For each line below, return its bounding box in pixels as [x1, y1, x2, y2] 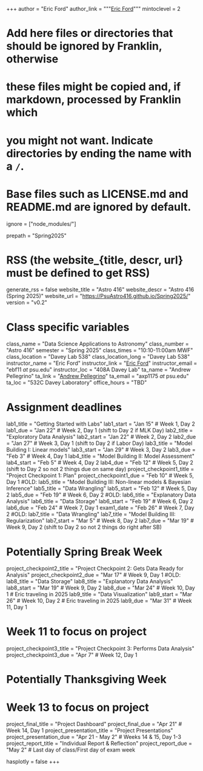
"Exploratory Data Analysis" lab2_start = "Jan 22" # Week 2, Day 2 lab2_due [6, 433, 196, 441]
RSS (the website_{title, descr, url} [6, 253, 184, 267]
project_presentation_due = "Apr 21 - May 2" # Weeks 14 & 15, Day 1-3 [6, 733, 182, 741]
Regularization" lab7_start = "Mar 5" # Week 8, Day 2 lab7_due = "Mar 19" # [6, 517, 194, 525]
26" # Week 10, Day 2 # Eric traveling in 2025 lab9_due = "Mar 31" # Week [6, 597, 192, 605]
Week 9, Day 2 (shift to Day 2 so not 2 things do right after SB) [6, 523, 162, 531]
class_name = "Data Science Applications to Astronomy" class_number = [6, 340, 189, 348]
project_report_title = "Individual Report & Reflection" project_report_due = [6, 740, 193, 747]
